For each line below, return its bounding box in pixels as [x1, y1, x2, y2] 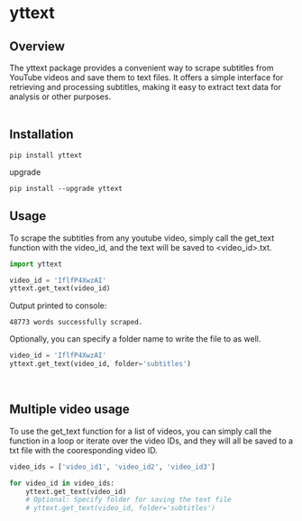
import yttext [9, 260, 63, 269]
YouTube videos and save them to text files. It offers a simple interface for [9, 72, 284, 83]
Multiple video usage [9, 402, 131, 417]
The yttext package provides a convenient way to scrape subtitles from [9, 62, 274, 73]
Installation [9, 127, 74, 142]
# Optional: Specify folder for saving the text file [25, 495, 232, 505]
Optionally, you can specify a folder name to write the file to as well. [9, 334, 261, 344]
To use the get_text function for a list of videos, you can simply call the [9, 425, 272, 436]
